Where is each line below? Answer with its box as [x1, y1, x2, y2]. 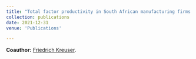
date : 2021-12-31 [6, 19, 49, 25]
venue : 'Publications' [6, 25, 62, 31]
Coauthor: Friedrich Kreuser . [6, 47, 77, 54]
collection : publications [6, 14, 69, 20]
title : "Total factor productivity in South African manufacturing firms [6, 8, 191, 15]
